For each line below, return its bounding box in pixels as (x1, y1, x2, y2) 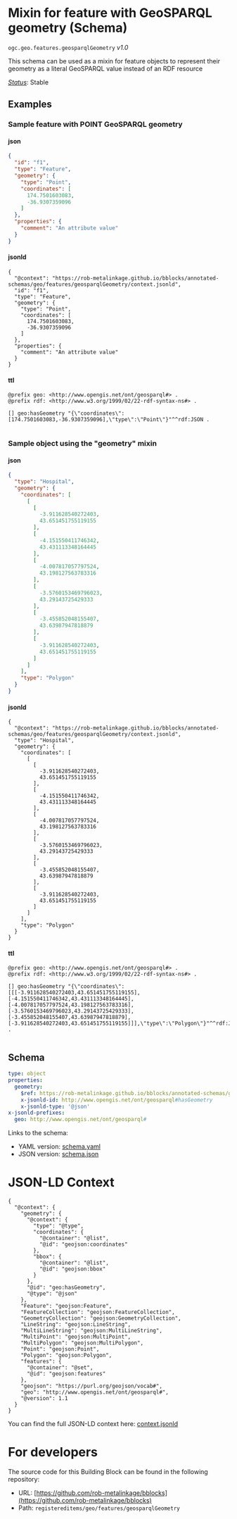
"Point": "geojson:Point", (20, 1346, 100, 1353)
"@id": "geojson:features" (26, 1370, 106, 1377)
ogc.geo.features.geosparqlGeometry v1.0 (8, 43, 129, 51)
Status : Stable (8, 77, 49, 86)
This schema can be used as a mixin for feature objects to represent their (8, 56, 221, 65)
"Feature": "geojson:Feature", (20, 1303, 113, 1310)
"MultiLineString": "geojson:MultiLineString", (20, 1327, 162, 1334)
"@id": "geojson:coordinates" (39, 1241, 129, 1248)
